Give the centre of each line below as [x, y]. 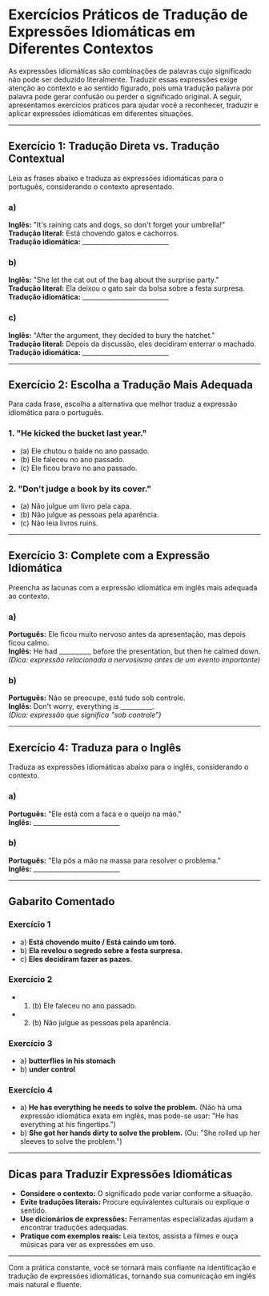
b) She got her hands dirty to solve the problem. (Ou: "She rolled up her [140, 1133]
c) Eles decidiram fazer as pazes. [76, 959]
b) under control [48, 1069]
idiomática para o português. [56, 413]
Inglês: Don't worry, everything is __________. [82, 706]
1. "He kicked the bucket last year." [78, 433]
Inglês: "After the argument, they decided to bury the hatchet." [112, 335]
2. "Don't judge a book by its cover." [80, 489]
